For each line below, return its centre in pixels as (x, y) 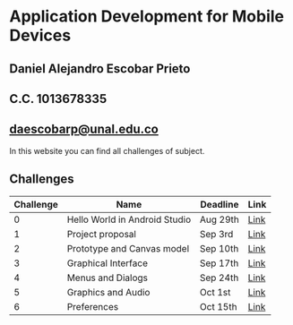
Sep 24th (220, 278)
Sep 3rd (217, 234)
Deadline (220, 204)
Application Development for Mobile (147, 17)
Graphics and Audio (108, 292)
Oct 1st (215, 292)
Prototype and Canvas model (128, 248)
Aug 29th (220, 219)
